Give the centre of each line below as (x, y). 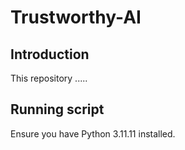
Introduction (50, 54)
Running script (57, 109)
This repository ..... (49, 78)
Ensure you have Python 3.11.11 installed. (93, 133)
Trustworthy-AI (76, 17)
